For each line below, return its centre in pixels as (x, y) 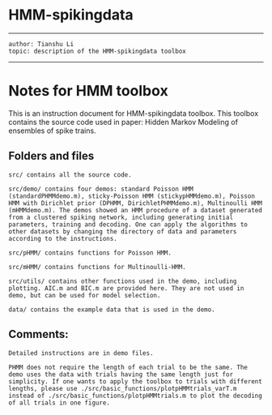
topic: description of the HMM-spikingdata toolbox (97, 51)
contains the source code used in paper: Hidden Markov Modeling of (123, 122)
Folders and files (51, 156)
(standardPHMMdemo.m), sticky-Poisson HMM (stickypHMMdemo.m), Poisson (132, 196)
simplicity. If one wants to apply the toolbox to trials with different (136, 381)
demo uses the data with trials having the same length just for (121, 374)
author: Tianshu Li (41, 44)
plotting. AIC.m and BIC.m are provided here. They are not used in (126, 288)
